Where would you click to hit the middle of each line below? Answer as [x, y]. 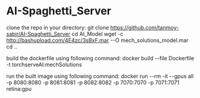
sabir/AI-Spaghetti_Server [38, 33]
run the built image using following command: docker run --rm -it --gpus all [100, 76]
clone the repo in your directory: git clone [58, 27]
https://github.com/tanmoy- [145, 27]
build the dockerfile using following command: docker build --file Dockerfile [100, 58]
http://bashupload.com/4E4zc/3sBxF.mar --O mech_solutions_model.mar [97, 40]
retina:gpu [19, 88]
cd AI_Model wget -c [97, 33]
